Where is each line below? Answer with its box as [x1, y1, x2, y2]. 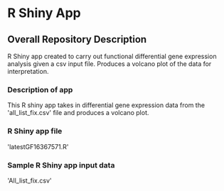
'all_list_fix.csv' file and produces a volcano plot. [7, 109, 149, 117]
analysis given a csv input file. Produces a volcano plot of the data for [7, 60, 212, 68]
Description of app [7, 84, 73, 94]
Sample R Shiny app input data [7, 160, 115, 170]
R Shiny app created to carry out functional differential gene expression [7, 52, 217, 60]
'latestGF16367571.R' [7, 142, 69, 151]
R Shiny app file [7, 126, 63, 136]
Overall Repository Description [7, 33, 147, 45]
